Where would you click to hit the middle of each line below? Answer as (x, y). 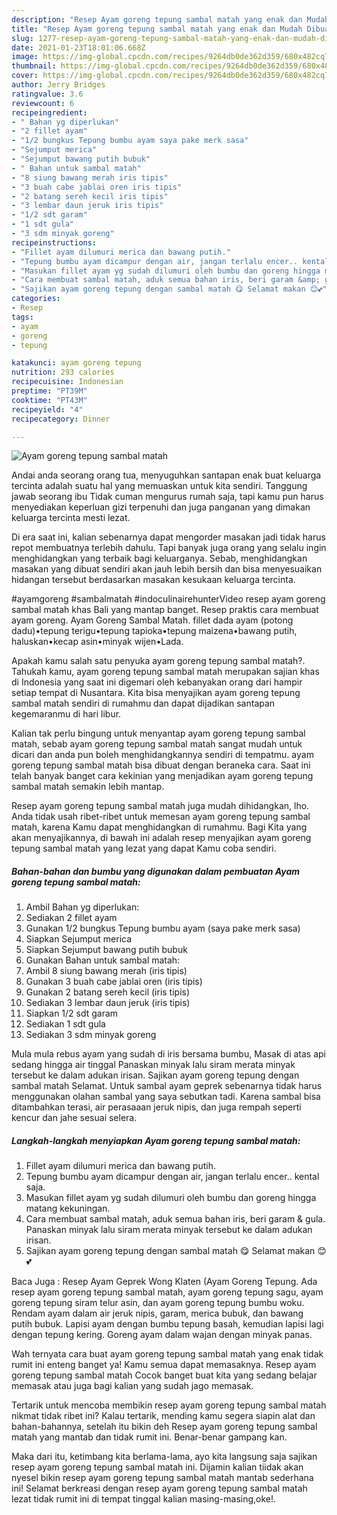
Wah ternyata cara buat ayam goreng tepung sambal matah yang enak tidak (167, 1354)
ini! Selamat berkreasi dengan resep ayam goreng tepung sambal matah (159, 1488)
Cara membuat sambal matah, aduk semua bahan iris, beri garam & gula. (175, 1219)
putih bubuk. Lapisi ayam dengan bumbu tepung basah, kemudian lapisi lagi (167, 1324)
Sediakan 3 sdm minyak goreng (91, 1035)
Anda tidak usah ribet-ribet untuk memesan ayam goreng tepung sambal (161, 817)
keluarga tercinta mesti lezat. (71, 518)
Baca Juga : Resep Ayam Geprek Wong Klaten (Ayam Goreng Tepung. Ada (164, 1282)
